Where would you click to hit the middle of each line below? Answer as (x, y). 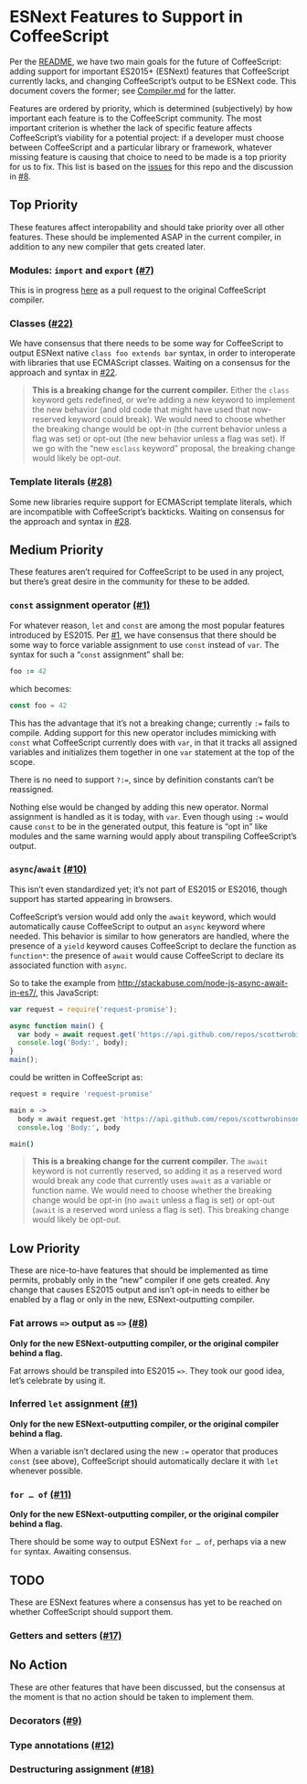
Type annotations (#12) (62, 1745)
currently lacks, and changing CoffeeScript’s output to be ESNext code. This (153, 80)
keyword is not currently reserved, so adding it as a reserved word (157, 1171)
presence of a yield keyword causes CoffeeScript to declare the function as (153, 945)
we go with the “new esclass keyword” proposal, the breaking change (164, 449)
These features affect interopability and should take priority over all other (147, 227)
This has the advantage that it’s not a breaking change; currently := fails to (150, 723)
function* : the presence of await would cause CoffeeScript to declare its (147, 955)
